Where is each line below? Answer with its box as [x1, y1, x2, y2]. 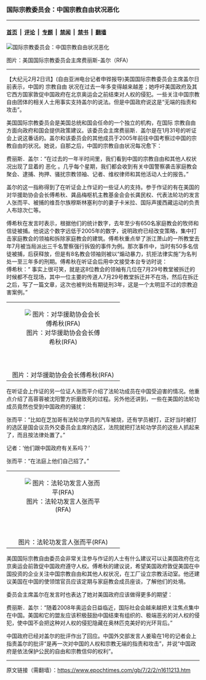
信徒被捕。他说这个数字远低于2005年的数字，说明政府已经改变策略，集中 [6, 227, 192, 234]
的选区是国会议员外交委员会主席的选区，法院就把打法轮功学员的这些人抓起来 [6, 423, 200, 431]
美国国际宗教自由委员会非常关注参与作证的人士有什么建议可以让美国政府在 [6, 554, 194, 562]
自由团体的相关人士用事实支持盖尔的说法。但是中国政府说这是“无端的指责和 [6, 98, 197, 106]
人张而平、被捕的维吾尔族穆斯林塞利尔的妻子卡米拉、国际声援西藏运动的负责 [6, 198, 200, 206]
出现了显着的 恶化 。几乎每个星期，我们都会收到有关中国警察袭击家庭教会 [11, 163, 197, 170]
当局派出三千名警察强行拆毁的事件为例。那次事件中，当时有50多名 [25, 242, 194, 250]
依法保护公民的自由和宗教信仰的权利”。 [17, 647, 116, 655]
